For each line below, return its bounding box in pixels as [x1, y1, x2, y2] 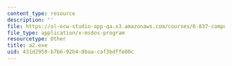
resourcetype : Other [7, 36, 67, 43]
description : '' [7, 16, 54, 23]
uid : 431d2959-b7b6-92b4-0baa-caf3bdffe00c [7, 49, 135, 56]
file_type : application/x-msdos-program [7, 29, 126, 36]
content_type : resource [7, 10, 76, 17]
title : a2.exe [7, 42, 48, 49]
